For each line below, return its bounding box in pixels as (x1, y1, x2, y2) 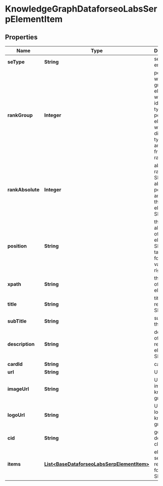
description (7, 341, 35, 347)
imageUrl (7, 386, 29, 392)
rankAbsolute (7, 187, 40, 193)
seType (7, 59, 25, 65)
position (7, 243, 27, 249)
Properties (5, 33, 38, 41)
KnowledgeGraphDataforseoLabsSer (5, 3, 158, 15)
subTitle (7, 318, 27, 324)
